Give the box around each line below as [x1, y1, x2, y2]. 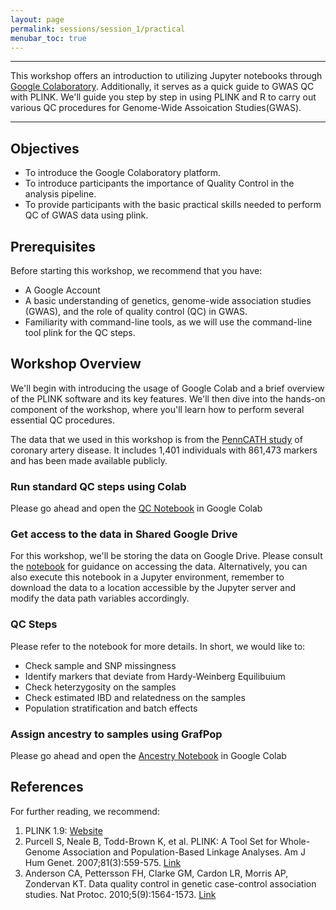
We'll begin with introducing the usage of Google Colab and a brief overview [10, 382, 325, 394]
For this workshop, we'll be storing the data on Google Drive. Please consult [10, 550, 323, 562]
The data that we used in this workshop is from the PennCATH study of [10, 433, 303, 445]
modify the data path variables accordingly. [10, 592, 190, 605]
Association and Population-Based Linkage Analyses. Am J [62, 846, 306, 858]
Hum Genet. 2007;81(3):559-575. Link [24, 856, 182, 868]
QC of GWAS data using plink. [24, 209, 149, 221]
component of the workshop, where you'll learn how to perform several [10, 403, 305, 415]
